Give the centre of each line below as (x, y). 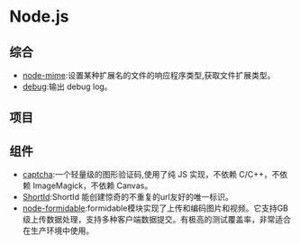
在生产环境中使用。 (58, 230)
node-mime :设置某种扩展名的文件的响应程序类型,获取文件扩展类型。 (149, 75)
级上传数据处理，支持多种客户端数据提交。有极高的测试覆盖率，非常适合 (156, 220)
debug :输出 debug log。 (67, 86)
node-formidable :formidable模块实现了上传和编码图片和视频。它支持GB (155, 208)
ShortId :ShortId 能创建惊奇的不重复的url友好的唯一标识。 (128, 197)
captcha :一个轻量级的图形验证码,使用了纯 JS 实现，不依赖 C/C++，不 (151, 175)
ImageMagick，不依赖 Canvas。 (93, 185)
